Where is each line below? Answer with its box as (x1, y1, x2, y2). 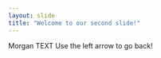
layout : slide (8, 11, 56, 20)
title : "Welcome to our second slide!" (8, 19, 141, 27)
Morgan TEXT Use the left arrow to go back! (8, 41, 153, 50)
